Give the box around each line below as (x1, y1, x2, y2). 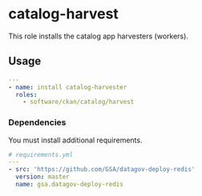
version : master (15, 173, 70, 181)
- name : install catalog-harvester (8, 83, 127, 91)
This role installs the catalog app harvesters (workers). (8, 31, 188, 41)
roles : (15, 90, 38, 98)
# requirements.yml (8, 150, 74, 158)
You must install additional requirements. (8, 135, 143, 145)
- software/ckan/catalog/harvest (22, 98, 135, 106)
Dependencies (8, 117, 67, 128)
